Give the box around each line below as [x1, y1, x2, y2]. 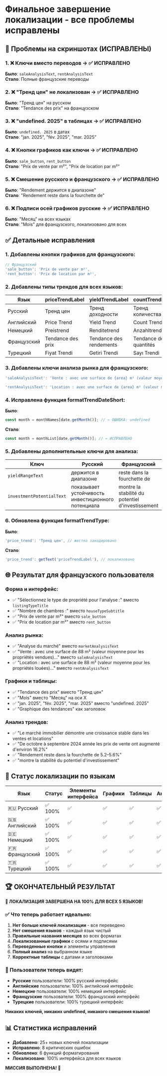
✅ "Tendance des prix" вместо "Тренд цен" [12, 689, 103, 695]
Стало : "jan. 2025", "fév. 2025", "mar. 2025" [5, 134, 97, 140]
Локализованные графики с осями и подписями [12, 938, 118, 944]
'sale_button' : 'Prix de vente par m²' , [5, 267, 90, 272]
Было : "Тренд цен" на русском [5, 100, 71, 106]
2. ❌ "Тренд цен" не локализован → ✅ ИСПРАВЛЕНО [5, 88, 139, 95]
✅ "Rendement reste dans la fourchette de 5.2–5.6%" [12, 751, 122, 757]
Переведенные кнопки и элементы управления [12, 943, 116, 949]
